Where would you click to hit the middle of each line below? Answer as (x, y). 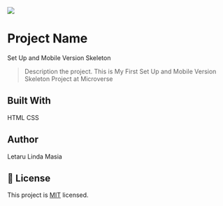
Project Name (48, 39)
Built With (29, 101)
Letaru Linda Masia (35, 156)
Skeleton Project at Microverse (69, 79)
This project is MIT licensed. (48, 195)
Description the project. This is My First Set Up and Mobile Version (120, 71)
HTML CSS (23, 117)
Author (23, 140)
